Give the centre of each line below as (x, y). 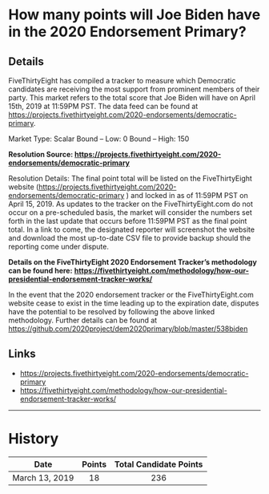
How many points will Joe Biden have (134, 15)
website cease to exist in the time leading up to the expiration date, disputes (134, 303)
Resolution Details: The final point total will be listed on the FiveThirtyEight (130, 178)
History (34, 439)
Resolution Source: (41, 154)
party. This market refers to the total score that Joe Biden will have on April (132, 97)
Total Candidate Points (159, 464)
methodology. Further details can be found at (83, 320)
